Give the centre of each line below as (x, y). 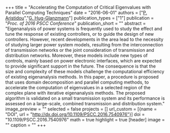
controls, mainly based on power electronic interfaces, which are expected (83, 61)
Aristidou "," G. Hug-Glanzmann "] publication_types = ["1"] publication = (80, 18)
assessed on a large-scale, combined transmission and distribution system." (85, 104)
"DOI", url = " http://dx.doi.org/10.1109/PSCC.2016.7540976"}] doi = (75, 114)
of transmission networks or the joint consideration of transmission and (80, 50)
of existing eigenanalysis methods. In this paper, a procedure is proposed (82, 77)
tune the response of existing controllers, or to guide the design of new (80, 34)
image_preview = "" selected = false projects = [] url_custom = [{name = (81, 109)
